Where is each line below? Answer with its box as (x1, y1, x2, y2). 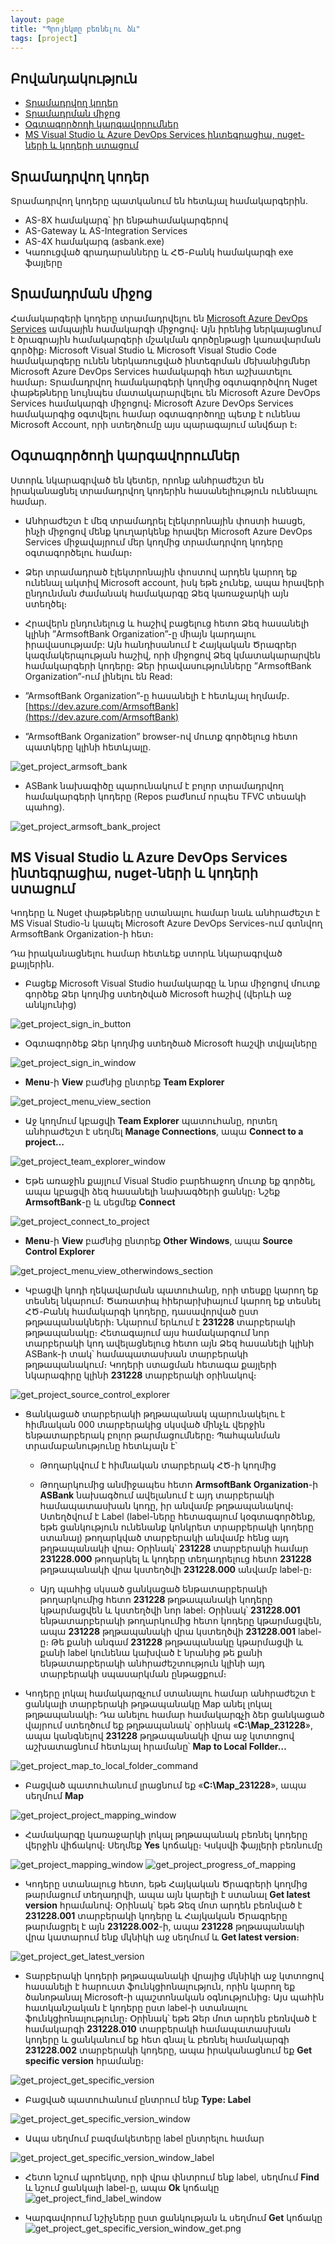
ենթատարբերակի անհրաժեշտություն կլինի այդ (39, 1657, 265, 1670)
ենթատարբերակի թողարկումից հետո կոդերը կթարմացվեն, (39, 1615, 322, 1627)
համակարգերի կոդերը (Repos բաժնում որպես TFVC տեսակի (24, 790, 307, 802)
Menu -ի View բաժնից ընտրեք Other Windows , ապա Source (24, 1235, 293, 1247)
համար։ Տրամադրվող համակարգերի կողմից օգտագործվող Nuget (10, 376, 318, 388)
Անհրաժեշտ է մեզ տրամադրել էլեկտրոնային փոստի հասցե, (24, 514, 306, 526)
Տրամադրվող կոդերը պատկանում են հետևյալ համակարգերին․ (10, 195, 308, 206)
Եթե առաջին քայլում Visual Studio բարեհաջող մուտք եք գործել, (24, 1175, 316, 1187)
